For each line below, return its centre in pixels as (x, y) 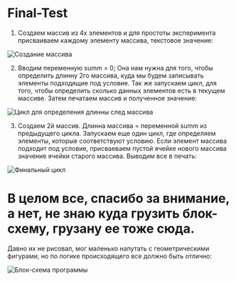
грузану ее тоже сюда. (124, 229)
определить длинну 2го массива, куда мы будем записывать (111, 75)
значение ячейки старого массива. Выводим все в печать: (107, 156)
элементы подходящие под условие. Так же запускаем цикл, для (117, 83)
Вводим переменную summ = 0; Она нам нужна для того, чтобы (115, 68)
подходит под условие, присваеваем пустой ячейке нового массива (122, 148)
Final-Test (38, 13)
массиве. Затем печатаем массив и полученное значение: (107, 98)
